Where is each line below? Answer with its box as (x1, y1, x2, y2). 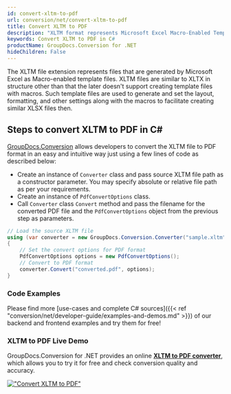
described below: (7, 156, 56, 165)
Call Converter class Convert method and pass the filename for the (16, 199, 206, 207)
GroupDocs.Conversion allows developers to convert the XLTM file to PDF (7, 142, 217, 150)
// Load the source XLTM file (7, 227, 94, 234)
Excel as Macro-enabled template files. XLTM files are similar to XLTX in (7, 74, 211, 83)
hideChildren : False (7, 49, 67, 56)
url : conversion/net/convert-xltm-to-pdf (7, 17, 128, 23)
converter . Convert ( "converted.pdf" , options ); (19, 266, 155, 273)
